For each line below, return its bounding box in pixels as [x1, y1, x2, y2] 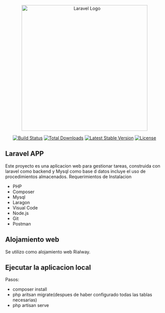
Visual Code [12, 204, 38, 211]
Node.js [12, 210, 29, 216]
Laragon [12, 199, 30, 205]
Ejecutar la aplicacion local [5, 263, 92, 272]
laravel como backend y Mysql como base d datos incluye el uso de [5, 168, 146, 174]
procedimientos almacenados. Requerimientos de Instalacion [5, 174, 132, 180]
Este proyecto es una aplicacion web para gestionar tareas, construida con [5, 163, 160, 169]
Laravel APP [5, 149, 44, 158]
